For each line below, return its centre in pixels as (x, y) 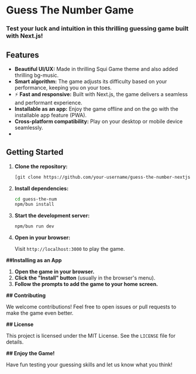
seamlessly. (29, 127)
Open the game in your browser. (54, 272)
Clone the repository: (41, 166)
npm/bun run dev (34, 226)
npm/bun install (34, 205)
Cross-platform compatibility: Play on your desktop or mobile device (99, 121)
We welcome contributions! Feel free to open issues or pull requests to (91, 307)
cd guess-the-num (36, 199)
